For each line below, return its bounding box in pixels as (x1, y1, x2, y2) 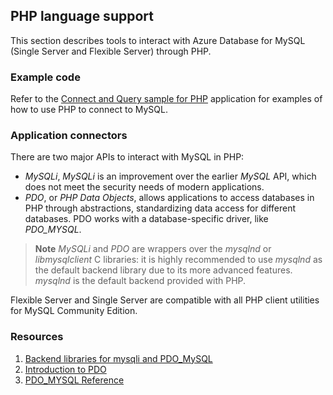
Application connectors (10, 129, 128, 143)
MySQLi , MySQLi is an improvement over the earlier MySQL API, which (24, 170, 317, 183)
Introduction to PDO (24, 363, 107, 375)
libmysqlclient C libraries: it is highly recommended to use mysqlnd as (34, 254, 323, 266)
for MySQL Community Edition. (10, 305, 138, 317)
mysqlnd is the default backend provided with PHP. (34, 275, 247, 287)
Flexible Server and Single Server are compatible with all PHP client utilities (10, 294, 320, 306)
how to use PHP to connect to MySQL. (10, 104, 168, 116)
